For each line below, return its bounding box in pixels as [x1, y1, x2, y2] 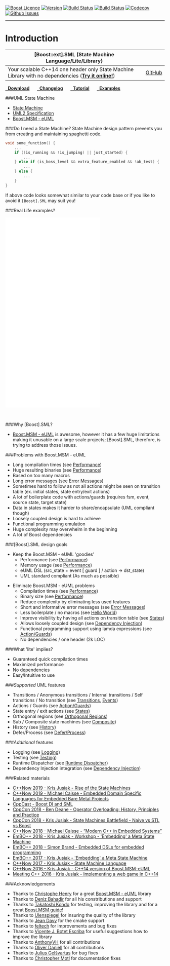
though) [12, 510, 29, 516]
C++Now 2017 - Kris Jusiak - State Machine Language [12, 860, 126, 866]
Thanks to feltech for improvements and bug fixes [12, 922, 117, 929]
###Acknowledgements [5, 880, 56, 886]
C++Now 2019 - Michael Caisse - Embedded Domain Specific [12, 790, 142, 796]
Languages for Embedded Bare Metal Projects [12, 795, 109, 801]
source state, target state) [12, 499, 67, 505]
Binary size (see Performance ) [20, 593, 84, 599]
